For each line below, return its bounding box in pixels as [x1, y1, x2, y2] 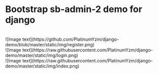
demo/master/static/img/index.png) [5, 63, 80, 69]
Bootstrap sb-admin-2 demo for [5, 4, 142, 15]
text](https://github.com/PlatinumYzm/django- [22, 36, 119, 42]
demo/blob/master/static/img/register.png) [5, 41, 95, 47]
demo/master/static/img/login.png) [5, 52, 79, 58]
